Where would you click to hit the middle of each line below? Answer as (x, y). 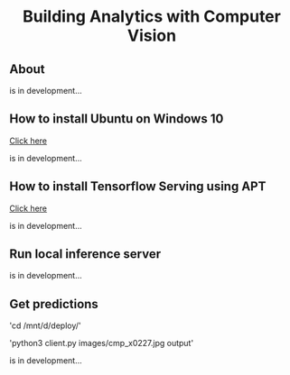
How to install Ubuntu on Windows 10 (117, 119)
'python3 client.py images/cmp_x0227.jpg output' (102, 343)
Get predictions (54, 304)
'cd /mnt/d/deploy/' (45, 325)
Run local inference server (85, 254)
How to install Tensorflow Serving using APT (138, 187)
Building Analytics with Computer (152, 17)
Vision (152, 36)
